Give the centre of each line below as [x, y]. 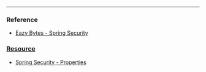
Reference [22, 20]
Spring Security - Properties [51, 62]
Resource [21, 49]
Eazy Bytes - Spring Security [52, 33]
